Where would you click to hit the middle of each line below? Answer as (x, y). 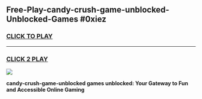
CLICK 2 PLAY (27, 59)
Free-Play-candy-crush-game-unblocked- (88, 10)
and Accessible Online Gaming (45, 89)
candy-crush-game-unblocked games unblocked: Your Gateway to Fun (97, 83)
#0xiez (93, 19)
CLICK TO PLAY (29, 37)
